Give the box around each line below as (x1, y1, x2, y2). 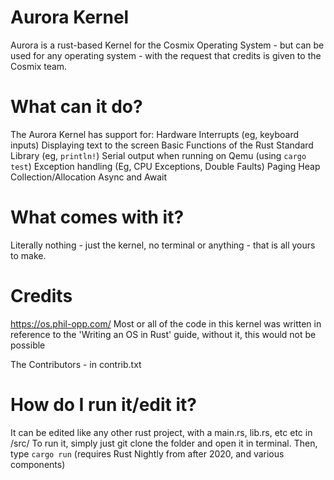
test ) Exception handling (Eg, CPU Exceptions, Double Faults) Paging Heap (10, 160, 321, 172)
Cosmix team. (10, 60, 68, 72)
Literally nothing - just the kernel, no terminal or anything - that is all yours (10, 239, 316, 251)
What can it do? (10, 96, 143, 118)
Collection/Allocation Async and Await (10, 171, 168, 183)
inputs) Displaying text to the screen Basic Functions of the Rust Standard (10, 139, 314, 151)
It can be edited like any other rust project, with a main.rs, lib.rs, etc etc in (10, 426, 313, 438)
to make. (10, 249, 47, 261)
